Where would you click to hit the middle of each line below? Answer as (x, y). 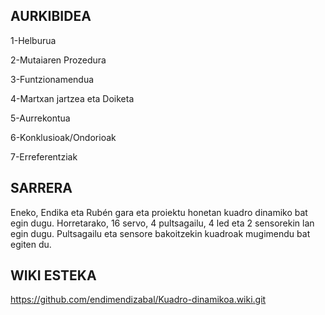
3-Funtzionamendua (52, 79)
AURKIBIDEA (51, 16)
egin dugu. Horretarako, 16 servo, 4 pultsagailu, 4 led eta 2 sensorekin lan (162, 223)
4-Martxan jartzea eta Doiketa (72, 98)
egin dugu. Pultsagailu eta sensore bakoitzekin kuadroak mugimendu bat (160, 233)
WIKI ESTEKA (53, 275)
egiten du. (31, 244)
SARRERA (41, 188)
